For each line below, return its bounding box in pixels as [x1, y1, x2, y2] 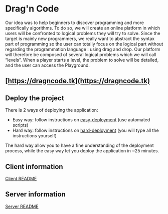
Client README [5, 175, 37, 181]
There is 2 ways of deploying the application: [5, 107, 98, 113]
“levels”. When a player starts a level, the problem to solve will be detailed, [5, 57, 159, 63]
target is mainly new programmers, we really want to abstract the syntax [5, 36, 154, 42]
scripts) [12, 122, 29, 128]
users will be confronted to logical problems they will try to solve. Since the [5, 30, 160, 36]
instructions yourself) [12, 133, 57, 139]
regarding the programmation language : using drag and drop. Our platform [5, 46, 160, 52]
